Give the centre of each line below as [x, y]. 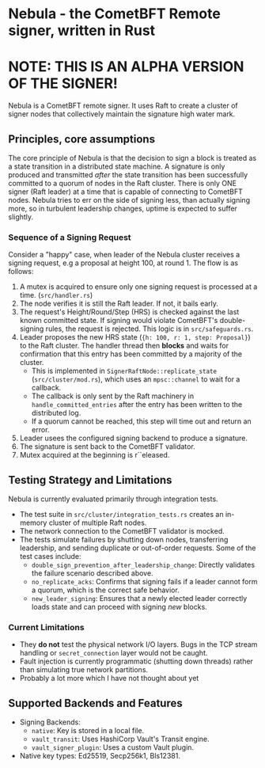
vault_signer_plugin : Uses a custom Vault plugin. [113, 747]
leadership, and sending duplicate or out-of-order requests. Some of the [138, 548]
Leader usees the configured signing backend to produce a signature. [133, 438]
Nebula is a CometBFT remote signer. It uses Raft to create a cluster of [123, 106]
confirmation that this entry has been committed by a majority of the [131, 354]
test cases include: [50, 557]
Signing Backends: [50, 722]
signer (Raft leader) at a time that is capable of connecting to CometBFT [126, 192]
